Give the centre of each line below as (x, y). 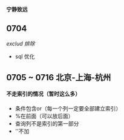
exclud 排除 (21, 44)
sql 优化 (25, 57)
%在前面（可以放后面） (44, 116)
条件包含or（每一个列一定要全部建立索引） (68, 108)
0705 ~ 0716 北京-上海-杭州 (59, 78)
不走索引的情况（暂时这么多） (43, 94)
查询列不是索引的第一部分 (47, 123)
